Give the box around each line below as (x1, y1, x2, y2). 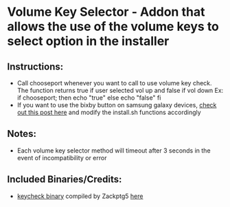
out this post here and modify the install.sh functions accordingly (16, 108, 201, 116)
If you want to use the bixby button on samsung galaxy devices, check (16, 101, 217, 109)
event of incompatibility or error (16, 153, 107, 162)
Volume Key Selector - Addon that (7, 4, 205, 20)
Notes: (7, 128, 36, 140)
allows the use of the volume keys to (7, 19, 220, 34)
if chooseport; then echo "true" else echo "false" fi (16, 94, 161, 102)
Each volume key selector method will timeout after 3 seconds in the (16, 146, 211, 155)
